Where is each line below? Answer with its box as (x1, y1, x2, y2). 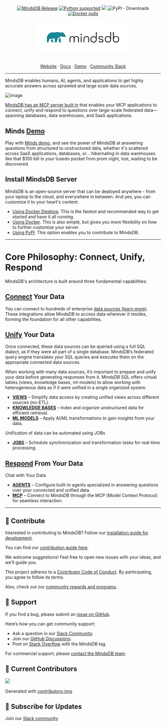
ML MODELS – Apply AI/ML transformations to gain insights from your (12, 415, 155, 421)
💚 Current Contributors (5, 665, 78, 673)
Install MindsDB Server (5, 175, 78, 184)
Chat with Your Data (5, 472, 46, 478)
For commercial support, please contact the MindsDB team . (5, 650, 126, 656)
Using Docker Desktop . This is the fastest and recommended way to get (12, 208, 159, 214)
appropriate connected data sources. (5, 359, 81, 365)
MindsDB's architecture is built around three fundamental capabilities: (5, 278, 147, 284)
